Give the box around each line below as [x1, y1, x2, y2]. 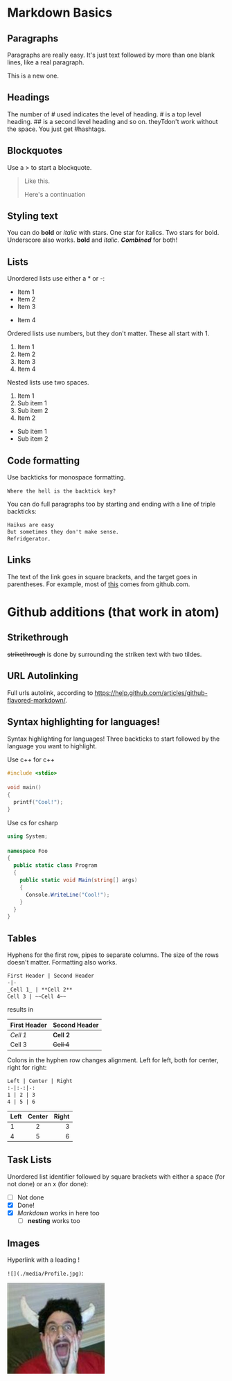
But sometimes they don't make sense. [7, 529, 119, 536]
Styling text [7, 210, 59, 222]
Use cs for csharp [7, 818, 59, 827]
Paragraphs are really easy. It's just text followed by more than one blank [7, 51, 215, 59]
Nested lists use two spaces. [7, 378, 89, 387]
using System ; [7, 833, 48, 840]
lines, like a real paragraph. [7, 58, 84, 67]
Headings [7, 91, 50, 103]
